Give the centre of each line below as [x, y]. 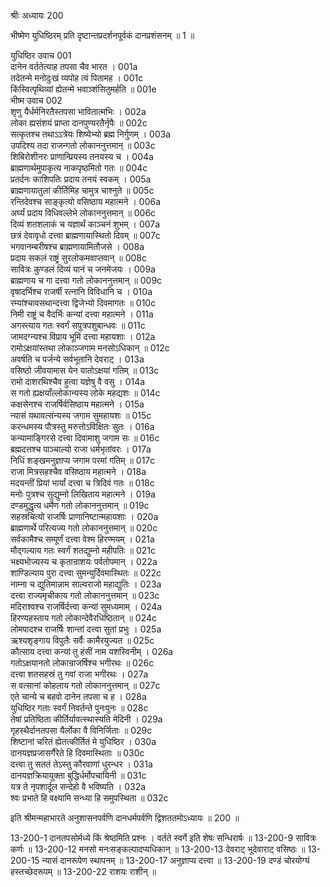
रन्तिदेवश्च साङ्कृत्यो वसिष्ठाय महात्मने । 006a [86, 201]
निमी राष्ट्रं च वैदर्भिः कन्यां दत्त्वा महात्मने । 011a [82, 314]
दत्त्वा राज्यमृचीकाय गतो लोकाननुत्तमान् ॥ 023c [85, 595]
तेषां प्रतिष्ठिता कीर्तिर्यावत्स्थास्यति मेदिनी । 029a [86, 719]
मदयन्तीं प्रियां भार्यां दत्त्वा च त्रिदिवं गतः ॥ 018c [82, 483]
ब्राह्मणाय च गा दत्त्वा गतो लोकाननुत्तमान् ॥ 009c [86, 280]
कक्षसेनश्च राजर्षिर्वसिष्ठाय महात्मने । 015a [77, 404]
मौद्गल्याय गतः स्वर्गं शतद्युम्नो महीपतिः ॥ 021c [83, 550]
